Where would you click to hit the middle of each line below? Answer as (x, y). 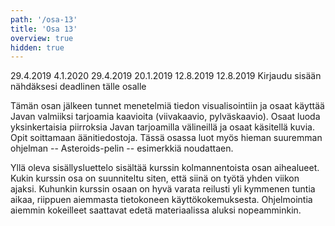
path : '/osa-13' (44, 19)
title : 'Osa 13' (44, 29)
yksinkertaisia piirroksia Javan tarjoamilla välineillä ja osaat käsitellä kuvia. (162, 127)
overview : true (42, 38)
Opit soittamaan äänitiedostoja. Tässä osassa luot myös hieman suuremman (166, 138)
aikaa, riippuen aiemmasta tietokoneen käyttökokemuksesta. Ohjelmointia (161, 200)
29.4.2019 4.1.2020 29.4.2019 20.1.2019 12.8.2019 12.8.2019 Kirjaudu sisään (166, 76)
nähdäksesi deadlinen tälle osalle (78, 87)
